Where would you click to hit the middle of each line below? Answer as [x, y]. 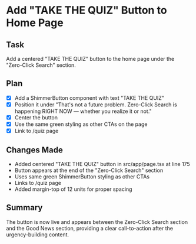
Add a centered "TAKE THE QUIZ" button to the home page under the [90, 59]
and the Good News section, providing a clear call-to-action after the [90, 228]
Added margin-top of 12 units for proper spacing [73, 189]
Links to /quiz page [38, 183]
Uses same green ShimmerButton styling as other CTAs [82, 176]
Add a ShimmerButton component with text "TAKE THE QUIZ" [89, 97]
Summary [24, 208]
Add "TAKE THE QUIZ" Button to [87, 10]
